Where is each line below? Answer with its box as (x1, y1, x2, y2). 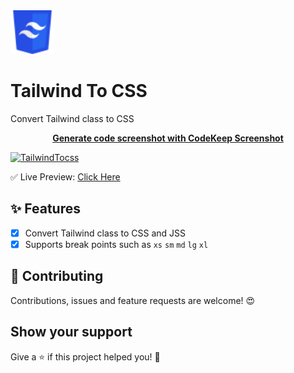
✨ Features (10, 200, 81, 218)
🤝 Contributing (10, 268, 104, 285)
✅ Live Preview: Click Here (10, 170, 121, 183)
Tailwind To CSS (10, 80, 148, 103)
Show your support (10, 324, 133, 341)
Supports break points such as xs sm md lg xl (24, 238, 209, 250)
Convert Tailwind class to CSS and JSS (24, 227, 186, 239)
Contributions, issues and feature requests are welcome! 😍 (10, 294, 256, 306)
